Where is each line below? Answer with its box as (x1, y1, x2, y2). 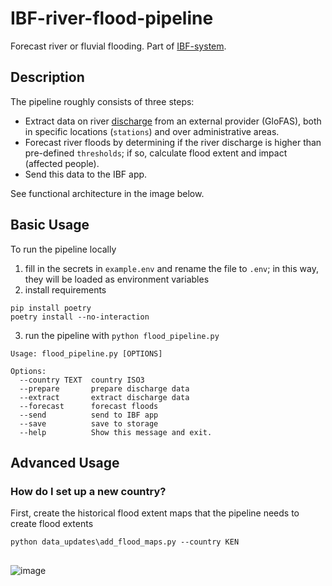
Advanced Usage (10, 454, 120, 471)
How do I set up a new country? (10, 484, 167, 498)
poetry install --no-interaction (10, 312, 150, 322)
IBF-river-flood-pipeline (10, 7, 214, 30)
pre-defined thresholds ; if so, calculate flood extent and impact (24, 147, 288, 159)
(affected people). (24, 157, 100, 169)
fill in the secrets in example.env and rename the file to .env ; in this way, (24, 262, 319, 274)
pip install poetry (10, 303, 92, 313)
